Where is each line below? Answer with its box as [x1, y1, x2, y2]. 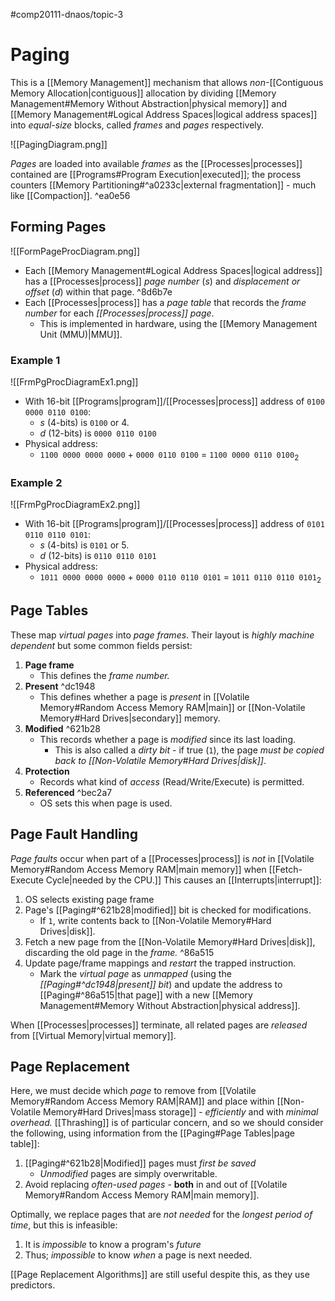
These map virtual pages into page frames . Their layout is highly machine [10, 629, 315, 641]
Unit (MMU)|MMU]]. [39, 328, 123, 340]
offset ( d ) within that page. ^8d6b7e [24, 285, 173, 298]
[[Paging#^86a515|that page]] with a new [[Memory [39, 989, 253, 1001]
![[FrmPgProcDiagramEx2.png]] [10, 499, 141, 511]
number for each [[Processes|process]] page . [24, 307, 215, 319]
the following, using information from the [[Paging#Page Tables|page [10, 1127, 295, 1139]
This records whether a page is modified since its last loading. [39, 733, 297, 745]
